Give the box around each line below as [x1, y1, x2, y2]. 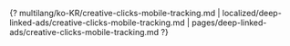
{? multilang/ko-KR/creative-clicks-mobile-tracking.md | [9, 8, 221, 18]
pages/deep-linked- [191, 17, 267, 28]
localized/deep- [222, 8, 283, 18]
